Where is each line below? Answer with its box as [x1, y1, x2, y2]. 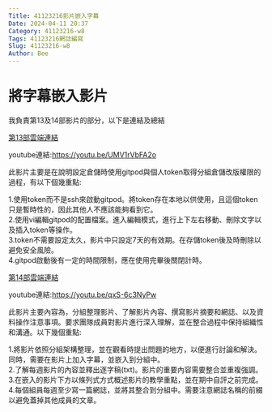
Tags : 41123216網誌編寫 [8, 34, 83, 43]
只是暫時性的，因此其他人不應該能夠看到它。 [8, 204, 158, 214]
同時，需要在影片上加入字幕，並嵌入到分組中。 [8, 354, 164, 364]
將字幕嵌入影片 [8, 87, 108, 105]
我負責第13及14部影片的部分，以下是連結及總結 [8, 115, 166, 125]
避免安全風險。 [8, 245, 58, 255]
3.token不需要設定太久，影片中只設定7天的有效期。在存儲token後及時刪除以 [8, 234, 261, 244]
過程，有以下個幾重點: [8, 177, 83, 187]
